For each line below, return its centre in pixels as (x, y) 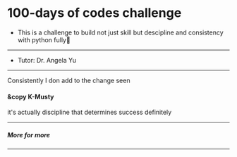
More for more (29, 134)
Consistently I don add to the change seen (69, 80)
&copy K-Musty (31, 96)
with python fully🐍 (44, 39)
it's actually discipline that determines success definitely (90, 112)
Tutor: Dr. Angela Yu (47, 60)
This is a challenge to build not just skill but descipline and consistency (120, 32)
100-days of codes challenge (95, 13)
